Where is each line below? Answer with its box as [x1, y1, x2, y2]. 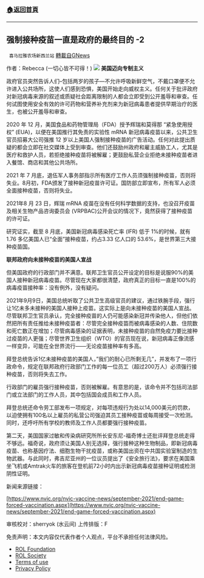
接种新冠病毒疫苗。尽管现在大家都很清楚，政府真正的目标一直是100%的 [16, 276, 196, 284]
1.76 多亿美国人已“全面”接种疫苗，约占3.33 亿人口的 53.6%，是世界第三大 [6, 236, 191, 243]
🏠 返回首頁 [6, 5, 39, 13]
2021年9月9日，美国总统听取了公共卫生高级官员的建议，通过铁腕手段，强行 [6, 297, 195, 304]
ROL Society [15, 552, 47, 559]
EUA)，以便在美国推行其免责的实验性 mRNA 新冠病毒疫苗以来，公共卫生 [17, 129, 198, 136]
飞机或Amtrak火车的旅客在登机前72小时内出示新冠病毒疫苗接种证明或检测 [11, 463, 195, 470]
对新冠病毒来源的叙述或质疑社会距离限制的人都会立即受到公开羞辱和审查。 [6, 93, 192, 100]
